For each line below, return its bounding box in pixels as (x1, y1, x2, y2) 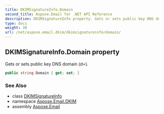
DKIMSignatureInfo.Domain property (5, 48, 120, 56)
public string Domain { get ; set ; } (5, 70, 80, 75)
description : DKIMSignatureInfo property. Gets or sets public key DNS (5, 16, 154, 21)
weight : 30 (5, 25, 27, 30)
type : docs (5, 21, 27, 26)
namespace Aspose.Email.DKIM (12, 98, 77, 104)
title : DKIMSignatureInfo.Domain (5, 7, 73, 12)
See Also (5, 82, 27, 89)
